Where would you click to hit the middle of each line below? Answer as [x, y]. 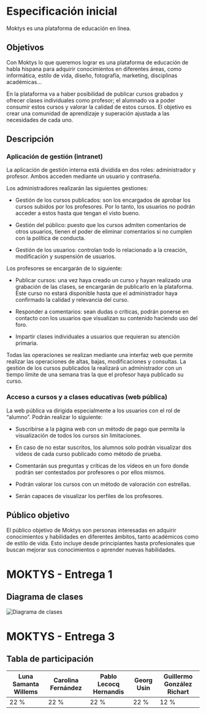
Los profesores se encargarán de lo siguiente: [64, 269]
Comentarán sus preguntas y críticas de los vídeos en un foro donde [102, 466]
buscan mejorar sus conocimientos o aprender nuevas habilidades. [91, 550]
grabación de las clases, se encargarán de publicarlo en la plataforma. [104, 287]
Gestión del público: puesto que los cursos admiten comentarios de [101, 225]
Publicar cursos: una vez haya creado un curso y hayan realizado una [103, 280]
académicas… [24, 82]
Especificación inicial [62, 11]
